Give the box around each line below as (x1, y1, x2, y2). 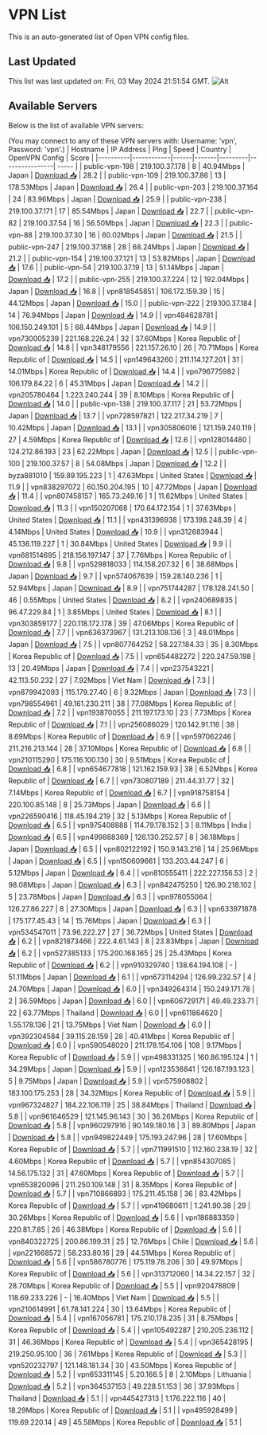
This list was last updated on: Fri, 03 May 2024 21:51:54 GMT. (8, 76, 211, 85)
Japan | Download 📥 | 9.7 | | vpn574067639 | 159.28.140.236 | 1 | (8, 571, 222, 581)
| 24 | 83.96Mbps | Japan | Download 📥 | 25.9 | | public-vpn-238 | (8, 194, 226, 204)
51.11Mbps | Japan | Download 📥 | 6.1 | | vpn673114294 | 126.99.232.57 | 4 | (8, 972, 257, 982)
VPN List (8, 6, 67, 24)
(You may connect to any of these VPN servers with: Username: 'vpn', (8, 135, 238, 145)
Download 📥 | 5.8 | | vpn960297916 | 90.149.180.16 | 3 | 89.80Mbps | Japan (8, 1120, 257, 1130)
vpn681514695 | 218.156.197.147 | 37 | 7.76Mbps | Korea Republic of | (8, 550, 232, 559)
